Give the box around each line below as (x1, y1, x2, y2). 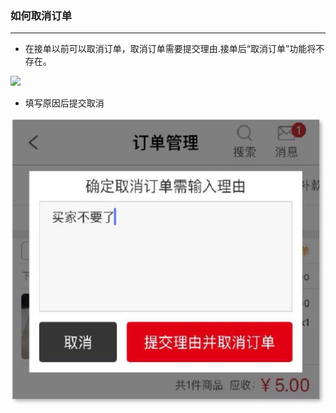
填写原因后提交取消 (24, 97, 105, 109)
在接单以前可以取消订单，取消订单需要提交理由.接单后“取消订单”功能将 (24, 43, 317, 55)
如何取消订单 (10, 8, 73, 22)
